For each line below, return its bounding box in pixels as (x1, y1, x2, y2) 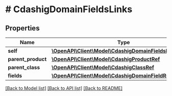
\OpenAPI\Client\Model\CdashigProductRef (51, 56, 160, 62)
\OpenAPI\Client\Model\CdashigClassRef (51, 64, 155, 71)
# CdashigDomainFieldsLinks (5, 4, 133, 15)
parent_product (8, 56, 47, 62)
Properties (5, 24, 40, 33)
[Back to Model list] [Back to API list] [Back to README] (5, 85, 123, 91)
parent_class (8, 64, 40, 71)
